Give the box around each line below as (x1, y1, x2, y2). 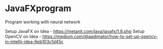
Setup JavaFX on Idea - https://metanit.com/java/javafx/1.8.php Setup (5, 28, 145, 34)
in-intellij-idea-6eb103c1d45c (5, 38, 64, 44)
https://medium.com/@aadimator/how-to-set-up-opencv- (42, 33, 158, 39)
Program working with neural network (5, 19, 81, 25)
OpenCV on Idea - (5, 33, 42, 39)
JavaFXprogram (5, 3, 72, 14)
